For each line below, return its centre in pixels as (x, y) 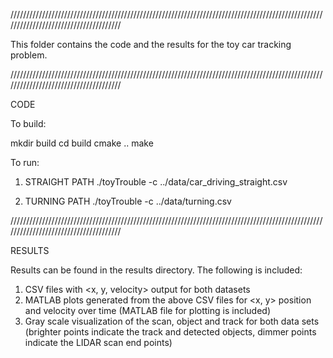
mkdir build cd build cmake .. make (82, 143)
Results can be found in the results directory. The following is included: (156, 270)
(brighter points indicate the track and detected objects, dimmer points (170, 332)
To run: (25, 162)
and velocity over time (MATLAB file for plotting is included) (147, 310)
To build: (28, 123)
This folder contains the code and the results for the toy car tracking (151, 44)
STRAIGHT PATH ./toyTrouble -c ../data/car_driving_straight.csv (156, 182)
